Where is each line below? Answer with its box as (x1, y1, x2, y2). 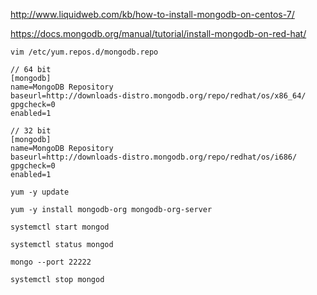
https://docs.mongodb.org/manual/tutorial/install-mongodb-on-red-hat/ (10, 28, 307, 39)
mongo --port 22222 (10, 257, 92, 267)
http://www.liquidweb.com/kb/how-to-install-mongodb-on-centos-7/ (10, 9, 295, 20)
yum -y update (10, 187, 70, 197)
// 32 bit (10, 126, 52, 136)
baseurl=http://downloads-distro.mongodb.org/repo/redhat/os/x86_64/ (10, 91, 307, 101)
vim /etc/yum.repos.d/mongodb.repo (10, 47, 159, 57)
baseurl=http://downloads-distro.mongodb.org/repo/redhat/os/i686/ (10, 152, 298, 162)
